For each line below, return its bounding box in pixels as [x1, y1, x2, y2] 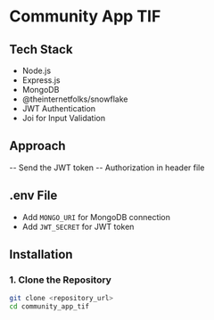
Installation [9, 247, 73, 262]
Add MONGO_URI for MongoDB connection [21, 211, 171, 222]
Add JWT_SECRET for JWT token [21, 221, 135, 232]
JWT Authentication [21, 103, 96, 113]
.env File [9, 188, 58, 203]
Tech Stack [9, 42, 73, 57]
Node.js [21, 65, 52, 76]
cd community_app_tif [9, 302, 90, 311]
